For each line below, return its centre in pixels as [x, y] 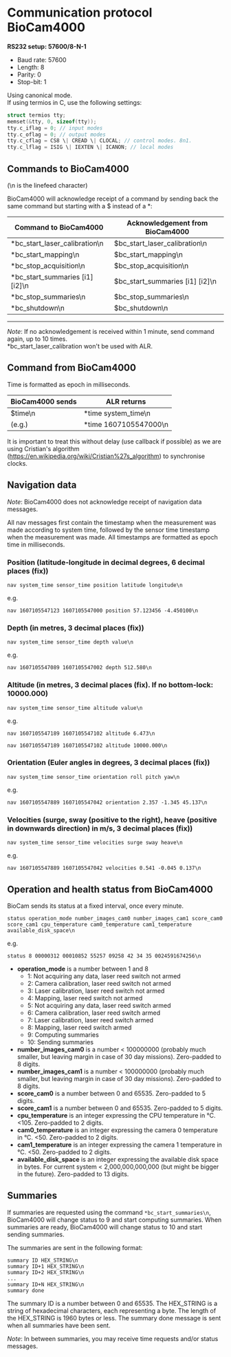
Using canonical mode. [40, 95]
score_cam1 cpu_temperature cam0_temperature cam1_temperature [100, 924]
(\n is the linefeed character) [47, 185]
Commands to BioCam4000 [68, 169]
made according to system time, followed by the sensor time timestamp [108, 530]
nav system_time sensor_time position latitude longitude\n [95, 585]
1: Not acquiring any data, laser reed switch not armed [104, 976]
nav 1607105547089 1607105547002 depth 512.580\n [80, 668]
